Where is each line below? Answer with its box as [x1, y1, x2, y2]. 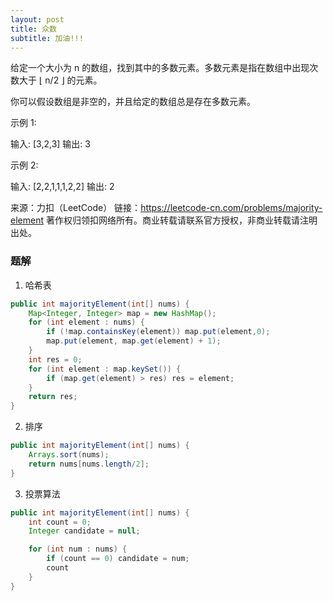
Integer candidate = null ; [28, 526, 141, 536]
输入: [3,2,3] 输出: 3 [10, 138, 91, 150]
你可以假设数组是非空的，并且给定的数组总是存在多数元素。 [10, 96, 256, 108]
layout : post [10, 14, 65, 25]
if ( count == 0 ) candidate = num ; [46, 554, 190, 564]
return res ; [28, 392, 78, 402]
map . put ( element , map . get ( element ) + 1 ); [46, 336, 222, 346]
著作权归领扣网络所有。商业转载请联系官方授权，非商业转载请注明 [45, 214, 318, 226]
